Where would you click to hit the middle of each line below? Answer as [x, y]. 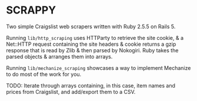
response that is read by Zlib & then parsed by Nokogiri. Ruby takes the [92, 50]
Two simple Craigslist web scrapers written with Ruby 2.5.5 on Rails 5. [91, 26]
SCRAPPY [31, 10]
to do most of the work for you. [44, 74]
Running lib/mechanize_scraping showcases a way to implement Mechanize [98, 68]
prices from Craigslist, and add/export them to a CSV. [71, 92]
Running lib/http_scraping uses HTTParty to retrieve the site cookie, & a [95, 38]
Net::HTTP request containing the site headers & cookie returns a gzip [91, 44]
